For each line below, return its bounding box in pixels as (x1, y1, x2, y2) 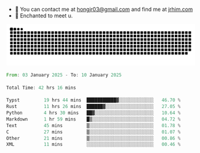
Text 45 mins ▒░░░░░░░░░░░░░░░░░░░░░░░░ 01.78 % (6, 122, 181, 128)
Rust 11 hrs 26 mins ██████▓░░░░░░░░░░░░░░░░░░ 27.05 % (6, 104, 181, 110)
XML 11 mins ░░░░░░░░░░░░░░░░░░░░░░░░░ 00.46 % (6, 142, 181, 148)
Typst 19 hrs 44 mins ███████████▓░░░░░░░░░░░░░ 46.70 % (6, 97, 181, 103)
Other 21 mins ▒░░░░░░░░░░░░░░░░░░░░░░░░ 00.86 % (6, 135, 181, 141)
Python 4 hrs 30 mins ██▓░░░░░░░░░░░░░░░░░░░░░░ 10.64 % (6, 110, 181, 116)
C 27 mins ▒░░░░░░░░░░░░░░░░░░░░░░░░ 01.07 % (6, 129, 181, 135)
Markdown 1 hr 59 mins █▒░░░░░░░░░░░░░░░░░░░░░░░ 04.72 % (6, 116, 181, 122)
